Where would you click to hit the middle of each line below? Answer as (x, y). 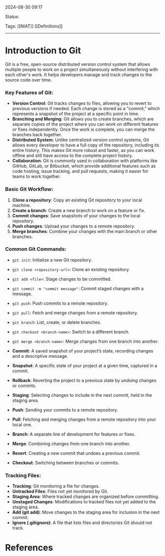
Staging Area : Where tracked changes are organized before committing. (86, 497)
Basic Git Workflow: (29, 189)
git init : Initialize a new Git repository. (52, 260)
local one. (22, 424)
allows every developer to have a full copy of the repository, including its (86, 145)
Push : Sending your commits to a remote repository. (65, 410)
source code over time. (28, 80)
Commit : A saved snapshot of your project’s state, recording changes (83, 351)
